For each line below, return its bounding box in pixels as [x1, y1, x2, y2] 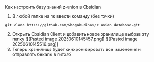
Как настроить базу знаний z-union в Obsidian [5, 4, 101, 10]
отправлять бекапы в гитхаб [12, 51, 71, 57]
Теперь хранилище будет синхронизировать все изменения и [12, 47, 141, 52]
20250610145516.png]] [12, 41, 58, 47]
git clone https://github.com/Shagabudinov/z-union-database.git [5, 23, 140, 27]
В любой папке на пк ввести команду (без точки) [12, 13, 114, 19]
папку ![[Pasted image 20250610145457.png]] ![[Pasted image [12, 36, 137, 42]
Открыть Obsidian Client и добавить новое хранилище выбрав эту [12, 31, 149, 37]
